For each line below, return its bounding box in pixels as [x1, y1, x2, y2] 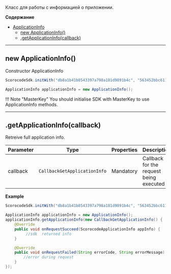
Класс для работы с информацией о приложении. [5, 5, 114, 10]
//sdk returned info [25, 231, 72, 236]
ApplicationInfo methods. [5, 101, 59, 107]
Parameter [8, 146, 34, 154]
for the [142, 161, 159, 168]
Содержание [5, 14, 35, 20]
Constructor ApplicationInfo [5, 68, 64, 74]
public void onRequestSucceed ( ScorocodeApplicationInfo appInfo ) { [14, 226, 160, 232]
